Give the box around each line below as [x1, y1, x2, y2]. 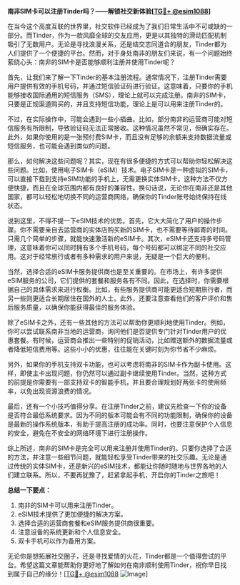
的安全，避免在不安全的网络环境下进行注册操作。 [7, 429, 151, 437]
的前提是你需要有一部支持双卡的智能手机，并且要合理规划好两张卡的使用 [7, 378, 220, 386]
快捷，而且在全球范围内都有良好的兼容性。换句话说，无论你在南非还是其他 [13, 183, 233, 192]
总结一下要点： [7, 486, 51, 494]
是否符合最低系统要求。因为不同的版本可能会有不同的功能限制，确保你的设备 [7, 411, 233, 419]
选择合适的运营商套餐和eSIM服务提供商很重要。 [17, 519, 159, 527]
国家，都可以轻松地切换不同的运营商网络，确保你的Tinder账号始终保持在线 [7, 193, 227, 200]
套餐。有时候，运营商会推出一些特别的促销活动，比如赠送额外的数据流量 [13, 336, 226, 345]
